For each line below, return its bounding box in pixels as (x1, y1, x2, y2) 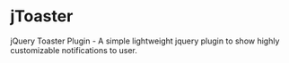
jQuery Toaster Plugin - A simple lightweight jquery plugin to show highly (10, 35, 280, 46)
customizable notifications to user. (10, 44, 138, 55)
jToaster (10, 6, 74, 27)
